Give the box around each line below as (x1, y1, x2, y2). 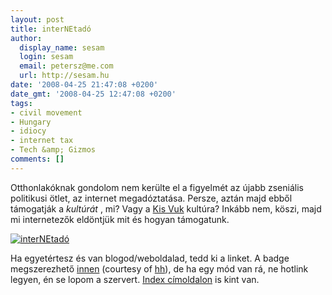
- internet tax (10, 136, 74, 146)
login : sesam (19, 52, 74, 62)
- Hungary (10, 117, 52, 127)
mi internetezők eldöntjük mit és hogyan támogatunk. (10, 213, 230, 225)
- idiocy (10, 126, 47, 136)
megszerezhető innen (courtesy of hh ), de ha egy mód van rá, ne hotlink (10, 262, 309, 275)
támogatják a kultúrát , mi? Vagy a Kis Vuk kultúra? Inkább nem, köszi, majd (10, 202, 322, 215)
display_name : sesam (19, 42, 105, 53)
